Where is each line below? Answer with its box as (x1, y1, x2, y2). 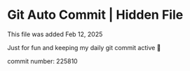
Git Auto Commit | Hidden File (7, 7, 184, 23)
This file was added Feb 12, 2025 (7, 30, 103, 38)
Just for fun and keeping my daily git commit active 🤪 (7, 43, 161, 52)
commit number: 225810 (7, 56, 79, 65)
